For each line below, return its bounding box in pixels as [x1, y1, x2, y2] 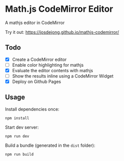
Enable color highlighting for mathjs [12, 62, 84, 68]
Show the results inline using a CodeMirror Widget [12, 73, 114, 79]
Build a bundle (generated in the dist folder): [5, 142, 95, 148]
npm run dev [5, 134, 29, 138]
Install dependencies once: [5, 106, 60, 112]
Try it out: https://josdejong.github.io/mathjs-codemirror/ [5, 29, 120, 35]
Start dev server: [5, 124, 39, 130]
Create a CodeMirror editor [12, 56, 67, 62]
